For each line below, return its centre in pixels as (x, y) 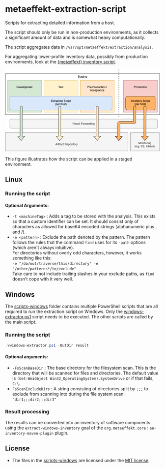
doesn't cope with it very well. (43, 279)
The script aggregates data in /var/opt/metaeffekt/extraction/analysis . (79, 47)
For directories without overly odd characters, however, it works (77, 253)
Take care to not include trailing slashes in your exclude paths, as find (83, 274)
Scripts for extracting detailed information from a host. (60, 23)
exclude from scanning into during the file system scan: (69, 394)
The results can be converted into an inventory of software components (78, 422)
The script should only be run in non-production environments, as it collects (82, 32)
